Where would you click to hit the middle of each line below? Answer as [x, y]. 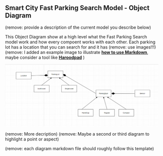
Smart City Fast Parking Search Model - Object [77, 8]
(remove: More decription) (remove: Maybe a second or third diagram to [77, 134]
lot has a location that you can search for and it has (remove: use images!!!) [81, 47]
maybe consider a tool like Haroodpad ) [45, 57]
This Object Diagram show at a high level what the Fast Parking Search [76, 36]
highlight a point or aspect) [32, 139]
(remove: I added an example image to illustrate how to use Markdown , [77, 52]
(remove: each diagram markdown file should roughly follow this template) [80, 149]
